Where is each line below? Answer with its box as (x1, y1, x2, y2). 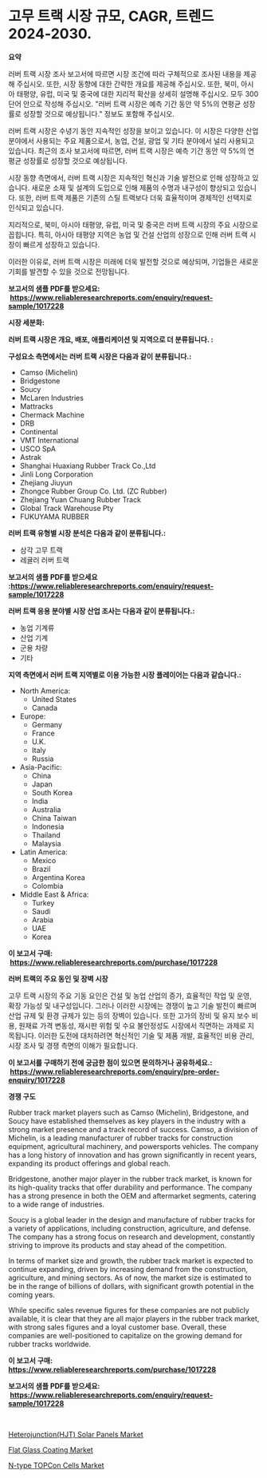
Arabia (31, 915, 54, 925)
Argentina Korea (31, 872, 85, 882)
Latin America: (19, 847, 68, 857)
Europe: (19, 711, 46, 721)
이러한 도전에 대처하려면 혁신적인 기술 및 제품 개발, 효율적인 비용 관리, (37, 1031, 255, 1040)
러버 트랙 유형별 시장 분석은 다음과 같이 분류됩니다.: (8, 528, 166, 537)
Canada (31, 703, 58, 712)
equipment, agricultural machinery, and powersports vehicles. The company (8, 1141, 259, 1151)
